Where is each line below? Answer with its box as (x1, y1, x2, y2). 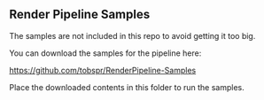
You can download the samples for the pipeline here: (9, 48, 202, 58)
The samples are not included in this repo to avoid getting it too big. (9, 30, 256, 41)
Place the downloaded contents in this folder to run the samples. (9, 81, 245, 92)
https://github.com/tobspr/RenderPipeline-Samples (9, 65, 197, 75)
